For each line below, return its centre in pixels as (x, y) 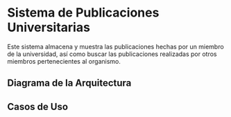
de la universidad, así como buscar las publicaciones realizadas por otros (112, 54)
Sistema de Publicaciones (83, 13)
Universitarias (49, 27)
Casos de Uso (37, 106)
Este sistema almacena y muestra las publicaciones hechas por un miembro (115, 46)
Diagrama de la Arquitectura (69, 83)
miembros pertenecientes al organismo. (64, 61)
